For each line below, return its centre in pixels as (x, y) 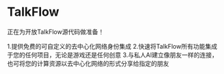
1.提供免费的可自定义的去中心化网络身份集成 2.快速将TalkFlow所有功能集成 (112, 46)
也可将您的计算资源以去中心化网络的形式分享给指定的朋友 (88, 63)
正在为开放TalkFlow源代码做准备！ (56, 32)
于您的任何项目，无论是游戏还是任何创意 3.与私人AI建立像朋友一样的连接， (112, 55)
